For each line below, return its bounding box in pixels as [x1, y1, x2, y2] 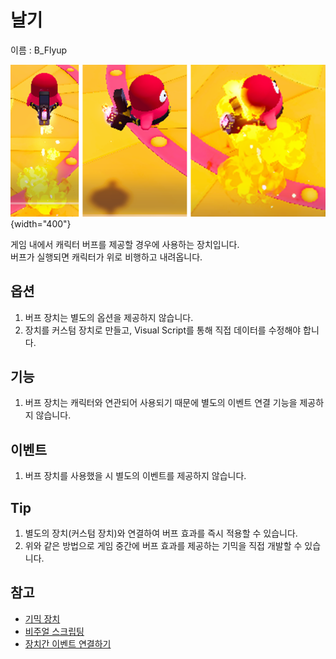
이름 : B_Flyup [10, 44, 68, 56]
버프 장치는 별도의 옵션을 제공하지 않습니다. [24, 311, 194, 323]
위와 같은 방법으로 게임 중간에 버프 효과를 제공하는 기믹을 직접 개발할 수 [24, 540, 303, 552]
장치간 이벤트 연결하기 [24, 637, 112, 650]
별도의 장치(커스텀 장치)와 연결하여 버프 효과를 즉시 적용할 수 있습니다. [24, 527, 298, 540]
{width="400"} [10, 217, 72, 230]
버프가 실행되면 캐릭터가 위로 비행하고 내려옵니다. [10, 251, 203, 263]
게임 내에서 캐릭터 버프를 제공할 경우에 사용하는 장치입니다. [10, 238, 240, 250]
